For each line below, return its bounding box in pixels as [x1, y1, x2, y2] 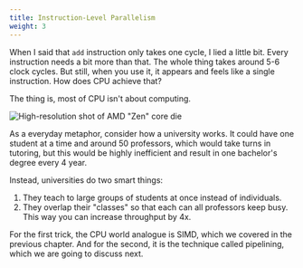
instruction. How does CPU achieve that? [9, 75, 163, 86]
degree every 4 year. [9, 157, 88, 167]
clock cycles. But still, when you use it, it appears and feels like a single [9, 65, 276, 77]
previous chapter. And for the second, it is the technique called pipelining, [9, 238, 285, 249]
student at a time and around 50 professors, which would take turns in [9, 138, 271, 148]
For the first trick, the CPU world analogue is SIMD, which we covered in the [9, 228, 292, 240]
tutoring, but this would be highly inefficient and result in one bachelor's [9, 147, 278, 158]
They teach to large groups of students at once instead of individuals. [22, 192, 282, 203]
